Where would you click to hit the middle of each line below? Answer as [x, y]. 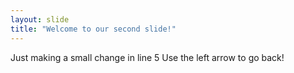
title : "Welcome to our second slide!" [93, 29]
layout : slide [40, 19]
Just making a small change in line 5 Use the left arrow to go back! [147, 57]
